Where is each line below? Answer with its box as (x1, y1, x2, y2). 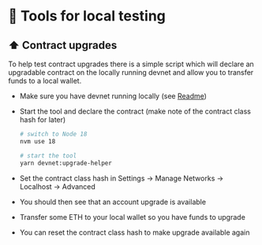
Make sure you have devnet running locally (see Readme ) (19, 91, 208, 101)
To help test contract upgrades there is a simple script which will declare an (8, 59, 254, 69)
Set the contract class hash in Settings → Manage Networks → (19, 173, 224, 183)
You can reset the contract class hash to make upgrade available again (19, 228, 250, 237)
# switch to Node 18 (19, 130, 88, 138)
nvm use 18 (19, 137, 56, 145)
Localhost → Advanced (19, 181, 96, 191)
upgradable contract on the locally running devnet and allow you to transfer (8, 68, 254, 77)
